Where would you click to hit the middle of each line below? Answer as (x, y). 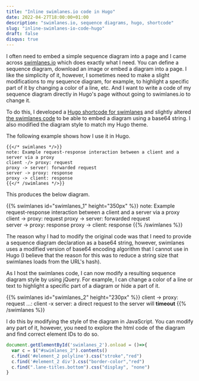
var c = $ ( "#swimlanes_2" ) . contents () (60, 350)
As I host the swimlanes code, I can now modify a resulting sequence (91, 273)
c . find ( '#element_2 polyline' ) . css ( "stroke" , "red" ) (77, 356)
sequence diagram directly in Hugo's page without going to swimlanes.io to (99, 94)
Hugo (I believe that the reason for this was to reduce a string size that (92, 255)
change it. (18, 100)
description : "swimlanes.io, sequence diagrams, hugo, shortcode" (90, 23)
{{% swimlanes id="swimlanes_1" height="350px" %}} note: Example (91, 206)
